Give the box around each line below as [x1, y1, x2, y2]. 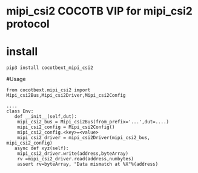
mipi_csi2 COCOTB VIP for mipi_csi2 [6, 4, 193, 18]
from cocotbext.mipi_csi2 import [6, 87, 91, 93]
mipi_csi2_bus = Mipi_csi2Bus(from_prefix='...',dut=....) [17, 119, 170, 125]
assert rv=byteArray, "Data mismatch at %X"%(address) [17, 162, 159, 168]
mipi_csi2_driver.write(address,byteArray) [17, 151, 129, 157]
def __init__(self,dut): [14, 114, 78, 120]
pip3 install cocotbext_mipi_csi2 [6, 65, 94, 71]
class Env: [6, 108, 34, 114]
